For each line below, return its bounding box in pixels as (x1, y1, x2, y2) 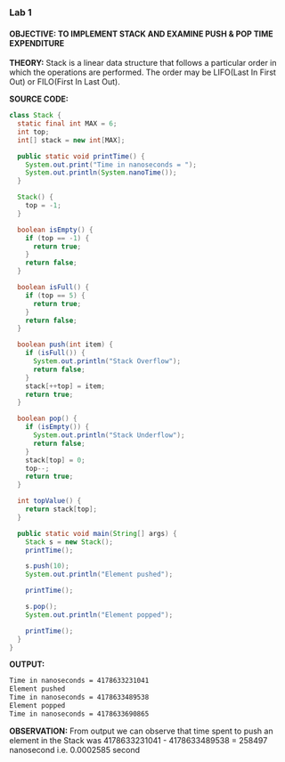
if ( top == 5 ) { (25, 291, 86, 300)
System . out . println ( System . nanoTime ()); (25, 168, 177, 177)
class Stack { (9, 111, 62, 120)
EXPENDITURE (9, 37, 65, 48)
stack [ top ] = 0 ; (25, 456, 86, 465)
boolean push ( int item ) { (17, 340, 114, 349)
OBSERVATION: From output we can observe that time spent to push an (9, 726, 273, 736)
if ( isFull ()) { (25, 349, 86, 358)
